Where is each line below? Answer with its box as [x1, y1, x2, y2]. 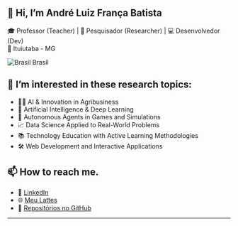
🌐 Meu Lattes [17, 196, 58, 205]
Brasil [32, 58, 49, 66]
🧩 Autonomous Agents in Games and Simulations [17, 112, 161, 121]
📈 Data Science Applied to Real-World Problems [17, 120, 160, 129]
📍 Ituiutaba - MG [7, 44, 56, 53]
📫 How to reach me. [7, 166, 99, 178]
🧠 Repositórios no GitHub [17, 204, 92, 212]
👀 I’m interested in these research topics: [7, 79, 193, 91]
